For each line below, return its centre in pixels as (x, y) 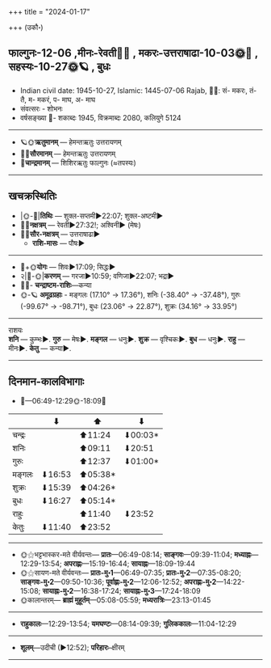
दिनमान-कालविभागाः (46, 382)
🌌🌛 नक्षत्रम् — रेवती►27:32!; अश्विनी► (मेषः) (80, 225)
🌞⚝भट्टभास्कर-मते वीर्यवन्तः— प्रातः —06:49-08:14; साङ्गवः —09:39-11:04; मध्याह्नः (135, 555)
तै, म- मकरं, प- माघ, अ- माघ (57, 99)
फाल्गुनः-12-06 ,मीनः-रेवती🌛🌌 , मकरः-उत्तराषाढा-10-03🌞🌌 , (133, 53)
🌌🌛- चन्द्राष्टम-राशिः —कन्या (56, 285)
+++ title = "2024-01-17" (49, 12)
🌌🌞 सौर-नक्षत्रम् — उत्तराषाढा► (60, 234)
